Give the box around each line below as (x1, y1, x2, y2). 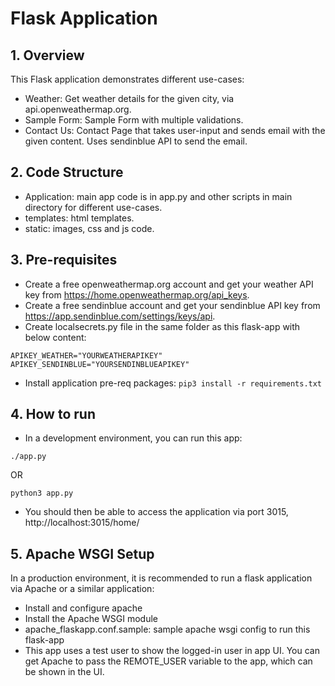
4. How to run (10, 406, 96, 423)
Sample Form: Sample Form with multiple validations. (24, 114, 244, 126)
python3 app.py (10, 488, 74, 499)
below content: (24, 331, 87, 343)
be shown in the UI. (24, 666, 105, 678)
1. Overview (10, 47, 85, 64)
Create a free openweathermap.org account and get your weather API (24, 278, 314, 290)
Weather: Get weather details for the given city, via (24, 93, 235, 104)
